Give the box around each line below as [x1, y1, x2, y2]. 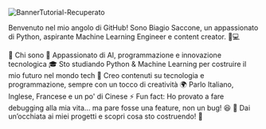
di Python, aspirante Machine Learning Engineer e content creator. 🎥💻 [8, 32, 241, 41]
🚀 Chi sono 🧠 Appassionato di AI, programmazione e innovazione [8, 50, 221, 60]
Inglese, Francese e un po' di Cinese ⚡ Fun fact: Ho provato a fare [8, 92, 225, 101]
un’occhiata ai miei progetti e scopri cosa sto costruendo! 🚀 [8, 111, 203, 121]
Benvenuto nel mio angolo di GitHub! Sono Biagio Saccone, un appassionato [8, 23, 259, 32]
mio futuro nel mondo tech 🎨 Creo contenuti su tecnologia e [8, 71, 205, 80]
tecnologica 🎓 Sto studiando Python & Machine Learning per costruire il [8, 60, 247, 68]
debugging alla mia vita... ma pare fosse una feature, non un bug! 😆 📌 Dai [8, 104, 251, 112]
